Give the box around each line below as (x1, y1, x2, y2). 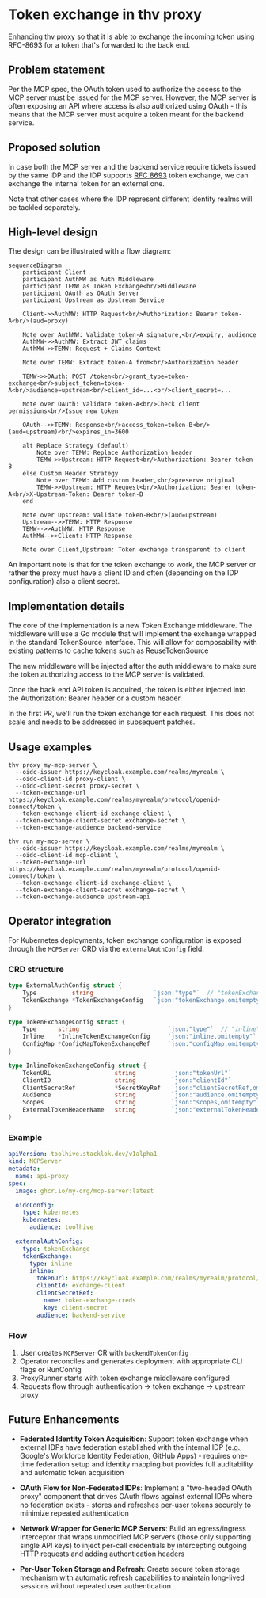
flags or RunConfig (19, 1364, 82, 1374)
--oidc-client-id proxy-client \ (15, 775, 126, 783)
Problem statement (8, 63, 105, 77)
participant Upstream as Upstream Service (22, 296, 165, 304)
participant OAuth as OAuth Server (22, 289, 140, 298)
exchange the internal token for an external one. (8, 178, 165, 188)
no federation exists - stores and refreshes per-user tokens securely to (19, 1500, 252, 1509)
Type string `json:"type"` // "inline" (22, 1025, 260, 1033)
